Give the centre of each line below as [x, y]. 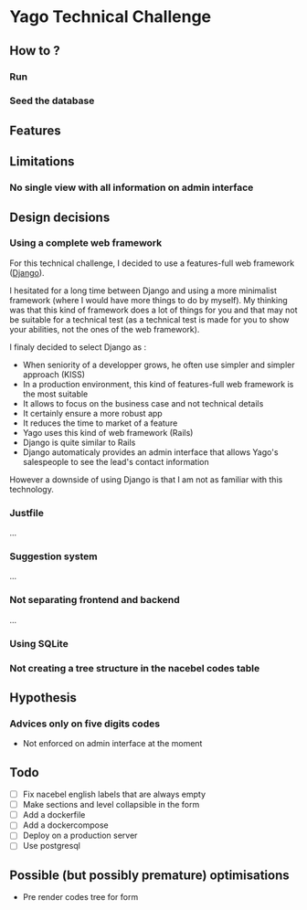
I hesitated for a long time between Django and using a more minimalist [143, 291]
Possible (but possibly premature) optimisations [149, 875]
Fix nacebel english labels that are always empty [114, 794]
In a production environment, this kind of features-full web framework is [158, 384]
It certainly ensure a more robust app [92, 413]
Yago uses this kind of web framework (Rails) [108, 432]
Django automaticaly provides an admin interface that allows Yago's [150, 452]
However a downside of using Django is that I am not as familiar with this [146, 479]
